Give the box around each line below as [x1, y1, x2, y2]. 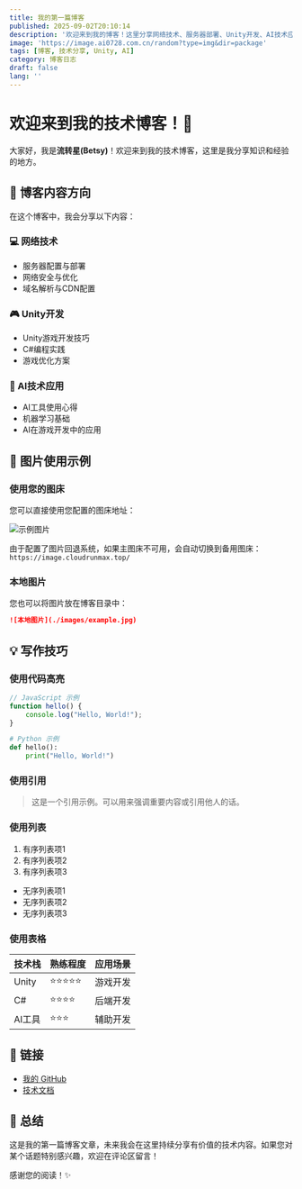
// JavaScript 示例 [9, 693, 80, 703]
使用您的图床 [9, 483, 66, 495]
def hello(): [9, 743, 58, 752]
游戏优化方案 [22, 355, 70, 366]
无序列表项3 [22, 907, 67, 919]
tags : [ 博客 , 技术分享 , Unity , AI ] [9, 47, 135, 56]
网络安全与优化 [22, 271, 78, 282]
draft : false [9, 64, 58, 73]
